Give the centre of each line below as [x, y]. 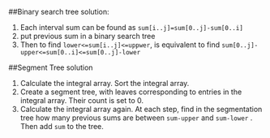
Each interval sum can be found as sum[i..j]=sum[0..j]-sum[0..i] [131, 27]
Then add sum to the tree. [62, 126]
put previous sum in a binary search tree [88, 36]
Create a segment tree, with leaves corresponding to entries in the [131, 92]
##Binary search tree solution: [59, 12]
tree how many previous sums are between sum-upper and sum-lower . [136, 118]
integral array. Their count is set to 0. [82, 100]
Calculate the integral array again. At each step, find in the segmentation [141, 109]
